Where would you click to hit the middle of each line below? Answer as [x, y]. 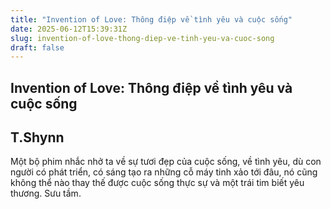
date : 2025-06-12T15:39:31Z [69, 29]
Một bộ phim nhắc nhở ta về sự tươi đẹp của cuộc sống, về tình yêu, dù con [166, 162]
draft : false [37, 47]
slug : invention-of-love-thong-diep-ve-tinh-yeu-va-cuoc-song [142, 38]
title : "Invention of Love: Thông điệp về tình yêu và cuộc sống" [151, 19]
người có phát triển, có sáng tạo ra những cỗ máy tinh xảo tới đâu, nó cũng [164, 172]
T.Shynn [37, 137]
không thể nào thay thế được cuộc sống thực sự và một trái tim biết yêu [157, 183]
